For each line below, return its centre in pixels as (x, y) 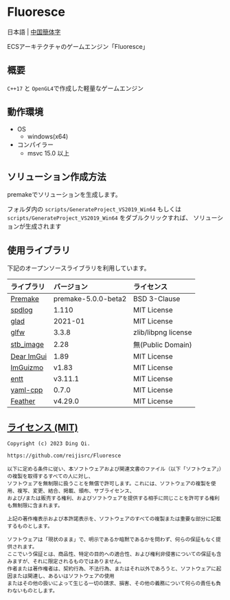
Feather (23, 401)
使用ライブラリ (39, 250)
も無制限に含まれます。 (35, 506)
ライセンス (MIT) (43, 427)
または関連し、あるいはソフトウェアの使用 (63, 576)
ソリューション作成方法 (57, 176)
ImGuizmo (27, 367)
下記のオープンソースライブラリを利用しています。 (79, 268)
